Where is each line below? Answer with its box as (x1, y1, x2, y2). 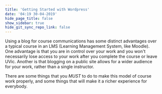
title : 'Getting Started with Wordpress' (5, 7, 90, 12)
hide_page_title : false (5, 16, 53, 21)
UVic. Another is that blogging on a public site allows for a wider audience (5, 59, 152, 65)
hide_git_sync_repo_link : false (5, 25, 70, 30)
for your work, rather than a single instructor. (5, 64, 94, 70)
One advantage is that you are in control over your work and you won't (5, 49, 146, 54)
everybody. (5, 83, 28, 89)
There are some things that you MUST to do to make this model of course (5, 73, 151, 79)
